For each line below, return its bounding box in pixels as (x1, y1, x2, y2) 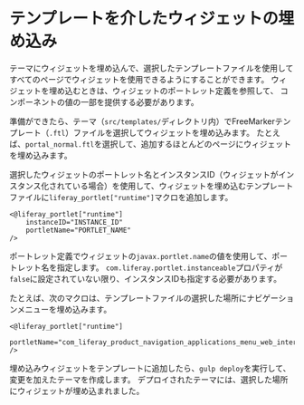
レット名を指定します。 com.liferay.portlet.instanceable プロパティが (16, 262, 283, 273)
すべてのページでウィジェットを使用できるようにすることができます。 (9, 73, 270, 84)
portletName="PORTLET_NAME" (25, 226, 131, 235)
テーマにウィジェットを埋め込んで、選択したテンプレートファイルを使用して (9, 63, 294, 73)
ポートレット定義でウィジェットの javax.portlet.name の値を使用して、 (9, 250, 272, 261)
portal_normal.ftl (25, 140, 95, 149)
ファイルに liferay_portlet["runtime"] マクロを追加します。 (9, 191, 233, 202)
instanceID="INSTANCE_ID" (25, 217, 124, 227)
